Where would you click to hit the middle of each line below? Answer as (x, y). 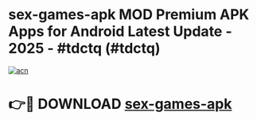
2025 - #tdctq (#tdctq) (84, 48)
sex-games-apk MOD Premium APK (129, 15)
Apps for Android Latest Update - (120, 31)
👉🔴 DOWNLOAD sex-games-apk (120, 104)
